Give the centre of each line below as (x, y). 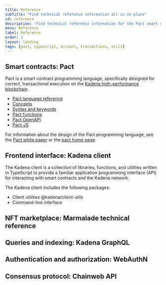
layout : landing (22, 42)
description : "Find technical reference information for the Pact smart (82, 24)
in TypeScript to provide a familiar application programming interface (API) (81, 173)
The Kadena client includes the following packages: (58, 188)
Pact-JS (20, 125)
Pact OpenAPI (26, 120)
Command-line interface (37, 202)
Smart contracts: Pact (40, 67)
